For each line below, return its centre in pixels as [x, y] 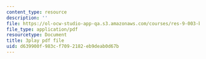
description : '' [27, 18]
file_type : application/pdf [42, 29]
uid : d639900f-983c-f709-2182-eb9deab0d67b [63, 47]
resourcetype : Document [37, 35]
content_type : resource [37, 12]
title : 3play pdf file [35, 41]
